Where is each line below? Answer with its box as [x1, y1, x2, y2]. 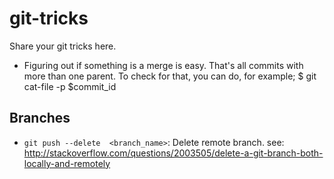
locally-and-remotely [23, 157, 111, 169]
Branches [9, 110, 71, 127]
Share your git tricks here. [9, 40, 117, 52]
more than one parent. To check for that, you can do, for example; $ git [23, 70, 317, 82]
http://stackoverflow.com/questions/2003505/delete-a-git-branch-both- [23, 147, 324, 159]
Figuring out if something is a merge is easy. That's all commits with [23, 59, 304, 71]
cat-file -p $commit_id [23, 80, 117, 92]
